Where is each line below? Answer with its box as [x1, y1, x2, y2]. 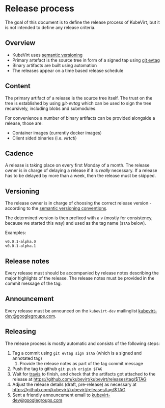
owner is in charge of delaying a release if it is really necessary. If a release [5, 168, 158, 173]
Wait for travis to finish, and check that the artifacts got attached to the [12, 371, 156, 377]
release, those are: [5, 120, 43, 126]
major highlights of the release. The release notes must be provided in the [5, 275, 155, 281]
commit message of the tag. [5, 280, 62, 286]
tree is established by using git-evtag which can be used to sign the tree [5, 100, 152, 106]
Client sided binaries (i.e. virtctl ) [12, 135, 77, 141]
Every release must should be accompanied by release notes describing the [5, 270, 159, 276]
